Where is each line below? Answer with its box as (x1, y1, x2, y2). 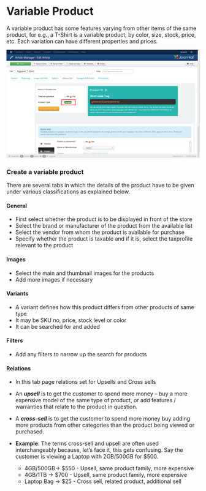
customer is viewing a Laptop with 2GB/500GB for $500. (15, 453, 159, 460)
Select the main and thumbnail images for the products (15, 269, 154, 277)
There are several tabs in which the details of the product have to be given (6, 182, 194, 189)
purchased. (15, 428, 44, 435)
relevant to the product (15, 242, 74, 249)
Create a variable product (6, 167, 84, 176)
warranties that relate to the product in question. (15, 403, 138, 411)
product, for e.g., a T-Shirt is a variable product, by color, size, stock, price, (6, 31, 196, 38)
